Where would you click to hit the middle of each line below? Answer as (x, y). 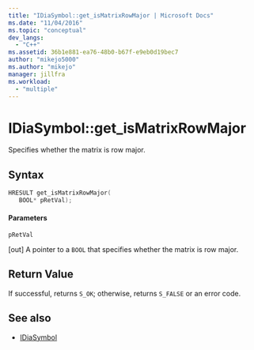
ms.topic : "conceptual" (47, 30)
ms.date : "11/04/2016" (45, 23)
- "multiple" (37, 89)
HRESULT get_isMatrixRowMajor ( (60, 193)
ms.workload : (30, 81)
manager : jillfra (37, 74)
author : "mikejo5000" (44, 60)
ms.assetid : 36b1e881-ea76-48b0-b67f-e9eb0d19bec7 (93, 52)
